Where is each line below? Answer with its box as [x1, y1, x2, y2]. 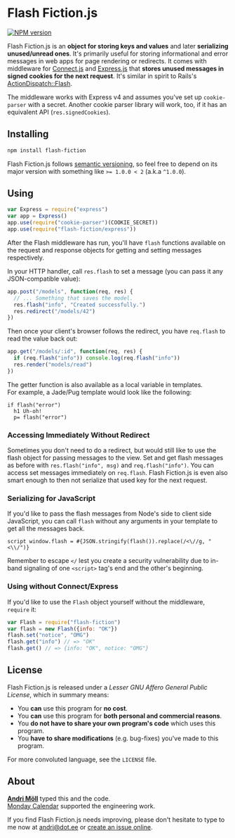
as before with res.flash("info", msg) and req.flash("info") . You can [7, 461, 214, 469]
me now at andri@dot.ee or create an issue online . [7, 823, 153, 831]
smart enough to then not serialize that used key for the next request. [7, 476, 208, 485]
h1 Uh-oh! [13, 407, 42, 414]
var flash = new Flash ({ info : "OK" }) [7, 625, 118, 633]
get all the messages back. [7, 524, 86, 533]
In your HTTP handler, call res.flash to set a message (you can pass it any [7, 267, 223, 275]
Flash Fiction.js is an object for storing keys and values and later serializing [7, 42, 229, 50]
